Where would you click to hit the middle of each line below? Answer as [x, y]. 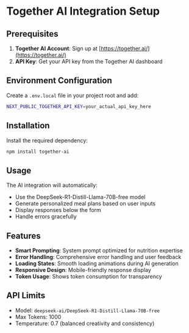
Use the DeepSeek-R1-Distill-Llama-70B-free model [80, 197]
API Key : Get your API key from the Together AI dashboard [89, 61]
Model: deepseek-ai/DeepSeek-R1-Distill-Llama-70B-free [87, 310]
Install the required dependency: [47, 140]
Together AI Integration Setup [83, 11]
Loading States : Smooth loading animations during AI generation [97, 263]
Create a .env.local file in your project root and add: [73, 95]
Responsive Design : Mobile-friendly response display [83, 270]
